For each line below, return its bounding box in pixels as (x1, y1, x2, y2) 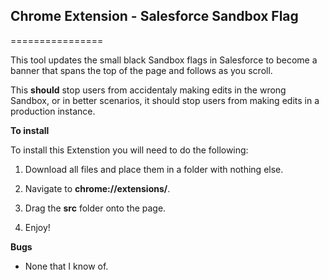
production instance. (10, 105, 96, 117)
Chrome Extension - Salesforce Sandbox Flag (10, 8, 299, 25)
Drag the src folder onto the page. (24, 202, 167, 214)
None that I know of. (24, 260, 109, 272)
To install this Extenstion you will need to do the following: (10, 144, 249, 156)
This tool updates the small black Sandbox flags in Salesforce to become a (10, 54, 318, 66)
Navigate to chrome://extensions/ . (24, 182, 171, 194)
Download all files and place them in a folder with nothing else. (24, 163, 284, 175)
